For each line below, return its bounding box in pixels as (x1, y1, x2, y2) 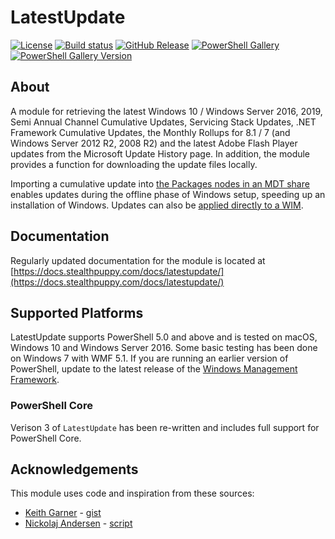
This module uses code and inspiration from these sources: (10, 487, 255, 500)
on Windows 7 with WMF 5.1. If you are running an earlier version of (10, 352, 289, 365)
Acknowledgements (10, 461, 139, 478)
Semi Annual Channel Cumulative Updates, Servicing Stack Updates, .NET (10, 116, 317, 128)
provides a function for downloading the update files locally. (10, 158, 258, 170)
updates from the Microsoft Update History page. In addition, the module (10, 147, 311, 160)
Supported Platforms (10, 304, 144, 321)
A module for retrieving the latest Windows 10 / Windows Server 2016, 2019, (10, 105, 323, 117)
